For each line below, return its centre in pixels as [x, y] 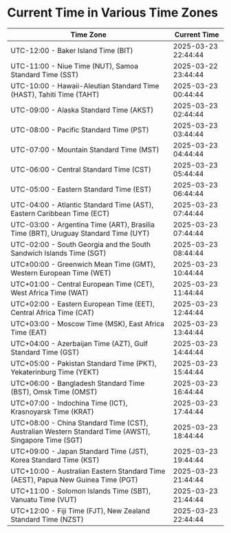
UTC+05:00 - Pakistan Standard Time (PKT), [84, 363]
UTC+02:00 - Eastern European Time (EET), [82, 303]
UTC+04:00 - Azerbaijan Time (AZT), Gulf [79, 343]
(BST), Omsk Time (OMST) [54, 392]
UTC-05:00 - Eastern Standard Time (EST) [81, 189]
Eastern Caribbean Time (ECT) [60, 213]
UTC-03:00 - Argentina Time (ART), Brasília [82, 224]
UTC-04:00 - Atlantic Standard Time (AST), [82, 205]
